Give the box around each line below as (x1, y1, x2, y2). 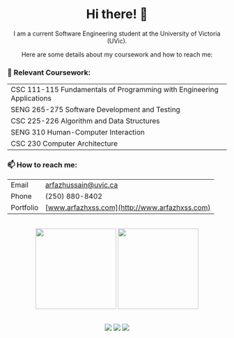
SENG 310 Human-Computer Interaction (10, 128, 145, 137)
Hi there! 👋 (86, 6, 148, 22)
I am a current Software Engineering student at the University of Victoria (13, 29, 221, 38)
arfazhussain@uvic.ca (45, 180, 118, 190)
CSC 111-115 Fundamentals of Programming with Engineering (10, 85, 219, 95)
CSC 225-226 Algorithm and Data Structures (10, 116, 160, 126)
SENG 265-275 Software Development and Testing (10, 105, 181, 114)
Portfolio (10, 202, 39, 212)
